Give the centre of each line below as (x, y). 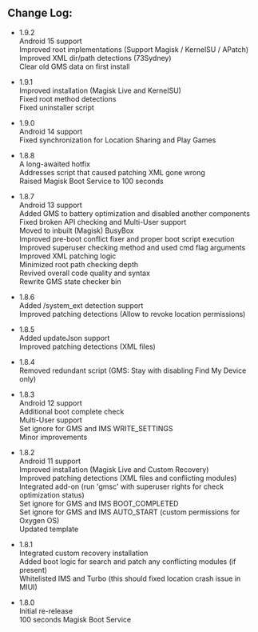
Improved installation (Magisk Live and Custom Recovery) (114, 469)
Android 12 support (51, 402)
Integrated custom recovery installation (83, 553)
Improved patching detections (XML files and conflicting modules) (128, 478)
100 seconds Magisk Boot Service (75, 619)
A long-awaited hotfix (55, 164)
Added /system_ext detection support (81, 305)
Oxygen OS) (39, 520)
